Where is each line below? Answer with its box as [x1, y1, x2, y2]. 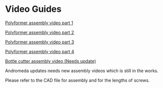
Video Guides [5, 3, 62, 15]
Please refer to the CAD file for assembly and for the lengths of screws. [5, 77, 150, 83]
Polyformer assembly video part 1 [5, 20, 73, 26]
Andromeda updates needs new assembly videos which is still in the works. [5, 68, 159, 74]
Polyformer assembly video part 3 [5, 39, 74, 45]
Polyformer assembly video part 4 [5, 48, 74, 54]
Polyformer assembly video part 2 [5, 29, 74, 35]
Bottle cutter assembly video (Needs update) [5, 58, 96, 64]
